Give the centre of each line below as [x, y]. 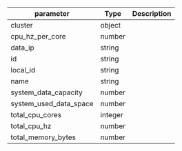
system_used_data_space [52, 104]
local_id [23, 70]
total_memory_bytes [43, 137]
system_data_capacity [47, 92]
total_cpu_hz [31, 126]
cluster [22, 25]
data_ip [22, 48]
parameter [52, 13]
